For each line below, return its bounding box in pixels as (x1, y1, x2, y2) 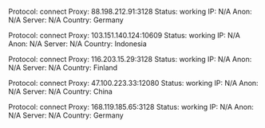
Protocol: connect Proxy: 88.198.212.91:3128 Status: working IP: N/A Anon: (8, 7, 253, 16)
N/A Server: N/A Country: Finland (8, 63, 118, 72)
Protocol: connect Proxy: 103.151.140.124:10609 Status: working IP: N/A (8, 31, 241, 40)
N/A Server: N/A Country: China (8, 87, 113, 96)
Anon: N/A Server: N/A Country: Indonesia (8, 39, 148, 48)
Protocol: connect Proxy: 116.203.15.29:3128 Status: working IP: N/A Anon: (8, 55, 252, 64)
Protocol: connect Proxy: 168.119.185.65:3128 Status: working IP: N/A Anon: (8, 103, 254, 111)
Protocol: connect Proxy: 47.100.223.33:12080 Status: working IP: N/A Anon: (8, 79, 259, 87)
